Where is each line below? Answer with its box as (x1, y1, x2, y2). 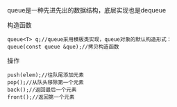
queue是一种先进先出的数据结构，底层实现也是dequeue (7, 6, 167, 14)
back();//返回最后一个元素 (7, 86, 77, 93)
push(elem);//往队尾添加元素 (7, 72, 85, 79)
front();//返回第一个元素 (7, 94, 75, 101)
